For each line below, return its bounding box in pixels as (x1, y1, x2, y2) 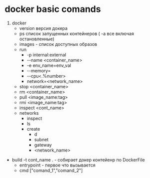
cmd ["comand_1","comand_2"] (19, 167, 83, 173)
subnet (34, 136, 49, 143)
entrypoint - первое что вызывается (19, 162, 96, 168)
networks (19, 110, 39, 116)
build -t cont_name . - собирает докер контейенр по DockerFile (11, 157, 145, 163)
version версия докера (19, 25, 68, 31)
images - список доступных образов (19, 41, 98, 47)
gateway (34, 142, 52, 148)
